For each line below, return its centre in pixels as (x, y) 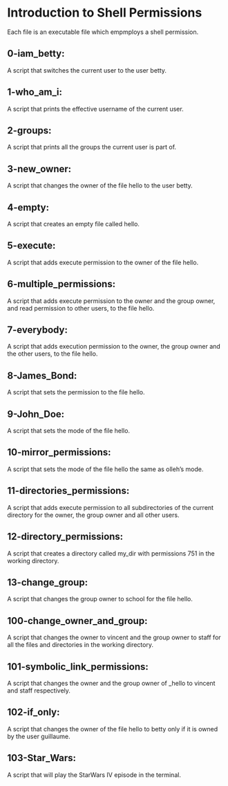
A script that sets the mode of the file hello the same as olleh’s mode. (105, 469)
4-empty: (28, 207)
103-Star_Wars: (41, 758)
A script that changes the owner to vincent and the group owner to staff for (114, 637)
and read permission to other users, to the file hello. (81, 308)
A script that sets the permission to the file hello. (76, 392)
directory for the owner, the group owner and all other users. (93, 515)
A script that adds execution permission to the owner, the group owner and (114, 347)
